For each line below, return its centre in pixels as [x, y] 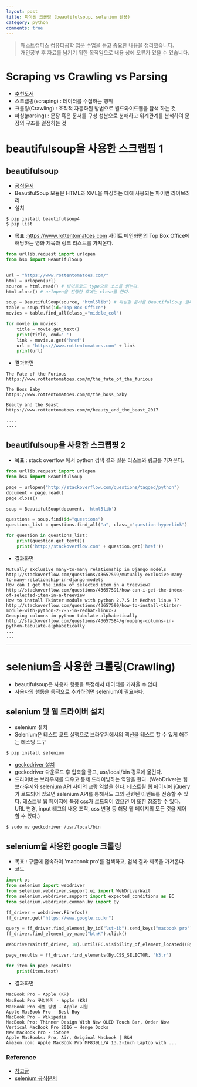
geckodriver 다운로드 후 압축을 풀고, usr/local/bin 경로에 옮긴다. [89, 772]
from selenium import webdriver [45, 886]
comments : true [25, 28]
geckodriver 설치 [35, 764]
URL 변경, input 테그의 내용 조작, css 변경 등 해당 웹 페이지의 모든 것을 [95, 808]
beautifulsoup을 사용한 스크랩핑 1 [85, 149]
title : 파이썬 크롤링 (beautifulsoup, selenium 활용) [68, 17]
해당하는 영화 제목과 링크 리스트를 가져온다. [64, 243]
